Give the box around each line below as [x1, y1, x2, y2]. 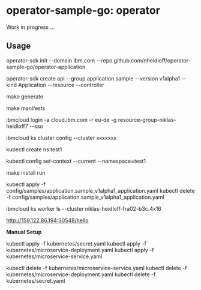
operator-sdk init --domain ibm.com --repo [6, 56, 113, 64]
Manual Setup [6, 228, 42, 235]
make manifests [6, 104, 46, 112]
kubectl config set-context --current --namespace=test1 [6, 157, 146, 165]
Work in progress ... [6, 23, 55, 31]
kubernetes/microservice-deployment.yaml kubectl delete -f [6, 271, 156, 278]
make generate [6, 92, 44, 100]
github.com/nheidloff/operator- [113, 56, 191, 64]
